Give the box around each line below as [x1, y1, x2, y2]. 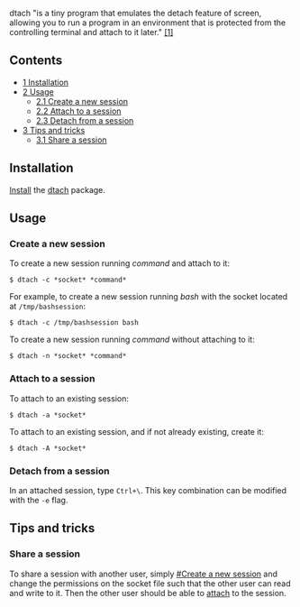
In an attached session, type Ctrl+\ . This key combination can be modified [9, 484, 286, 495]
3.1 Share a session [35, 134, 107, 145]
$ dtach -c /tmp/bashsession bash [9, 318, 140, 327]
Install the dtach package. [9, 184, 106, 195]
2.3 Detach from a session [35, 115, 134, 125]
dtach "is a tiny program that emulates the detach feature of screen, [9, 8, 262, 18]
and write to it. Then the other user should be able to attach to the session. [9, 587, 286, 598]
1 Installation [22, 77, 69, 87]
